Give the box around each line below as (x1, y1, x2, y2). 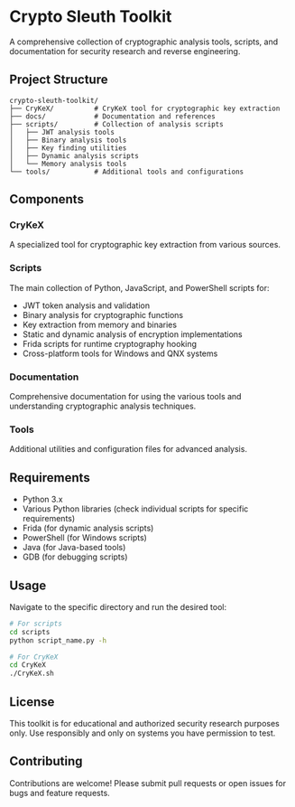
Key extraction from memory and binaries (22, 319, 178, 330)
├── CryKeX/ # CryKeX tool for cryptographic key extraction (9, 104, 281, 113)
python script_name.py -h (9, 635, 106, 645)
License (9, 694, 55, 709)
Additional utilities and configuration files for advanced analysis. (9, 444, 248, 455)
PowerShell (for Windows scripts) (22, 532, 147, 543)
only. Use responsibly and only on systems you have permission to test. (9, 727, 276, 738)
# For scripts (9, 619, 63, 628)
